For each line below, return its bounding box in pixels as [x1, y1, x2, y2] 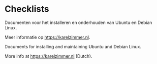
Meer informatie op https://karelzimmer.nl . [4, 34, 91, 40]
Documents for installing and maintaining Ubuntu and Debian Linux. [4, 43, 141, 49]
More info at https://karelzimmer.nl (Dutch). [4, 53, 93, 59]
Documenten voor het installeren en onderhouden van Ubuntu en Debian [4, 20, 152, 25]
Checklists [4, 3, 50, 15]
